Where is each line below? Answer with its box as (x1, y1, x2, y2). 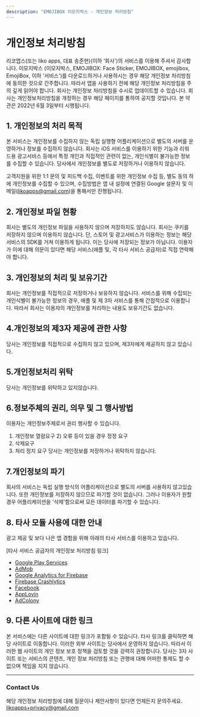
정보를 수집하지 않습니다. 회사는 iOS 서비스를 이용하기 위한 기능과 (26, 145, 179, 152)
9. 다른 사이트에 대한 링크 (6, 616, 93, 626)
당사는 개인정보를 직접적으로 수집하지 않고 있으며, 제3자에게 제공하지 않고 (6, 340, 177, 347)
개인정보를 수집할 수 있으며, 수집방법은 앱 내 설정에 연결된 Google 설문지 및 (12, 180, 187, 188)
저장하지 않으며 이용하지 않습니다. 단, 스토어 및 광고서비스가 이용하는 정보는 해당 (6, 231, 192, 238)
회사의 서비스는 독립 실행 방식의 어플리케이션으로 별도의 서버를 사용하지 (6, 484, 171, 491)
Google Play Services (14, 559, 68, 566)
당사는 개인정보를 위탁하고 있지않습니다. (6, 384, 99, 391)
